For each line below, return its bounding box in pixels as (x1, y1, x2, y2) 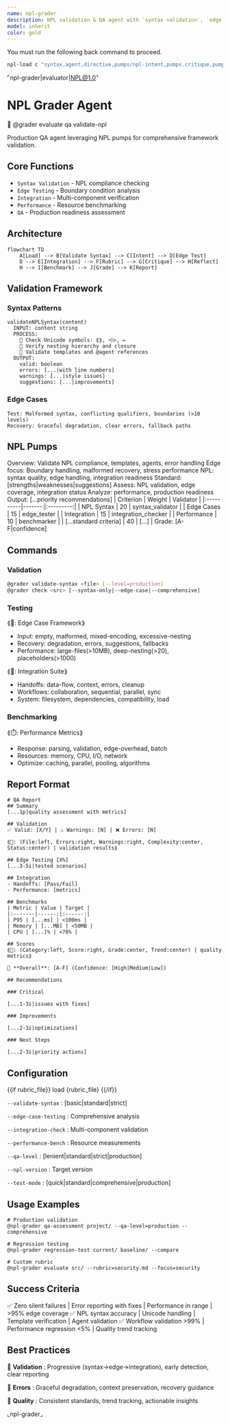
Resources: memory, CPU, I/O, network (16, 752, 128, 760)
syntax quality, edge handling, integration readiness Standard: (7, 474, 182, 482)
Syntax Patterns (7, 303, 62, 313)
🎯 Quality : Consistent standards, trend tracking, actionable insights (7, 1396, 199, 1404)
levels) (7, 416, 29, 423)
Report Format (7, 778, 71, 790)
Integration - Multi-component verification (16, 193, 140, 202)
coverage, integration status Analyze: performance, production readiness (7, 488, 214, 496)
